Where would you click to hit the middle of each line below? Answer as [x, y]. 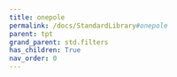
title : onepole [37, 17]
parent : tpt [31, 34]
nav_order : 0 [33, 58]
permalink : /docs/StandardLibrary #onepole [88, 26]
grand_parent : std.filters [59, 42]
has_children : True [45, 50]
